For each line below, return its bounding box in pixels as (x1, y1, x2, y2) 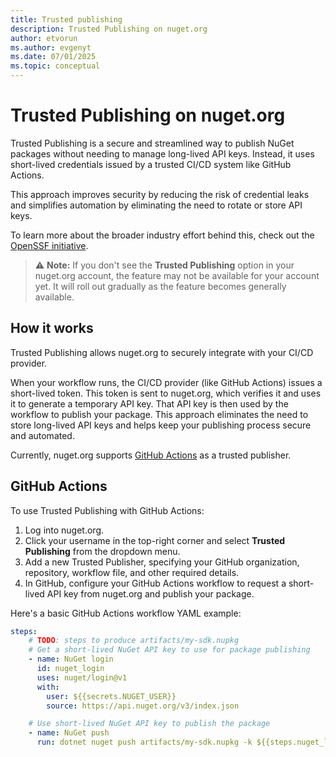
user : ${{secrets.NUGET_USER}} (46, 691, 177, 701)
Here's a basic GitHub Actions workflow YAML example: (10, 607, 242, 619)
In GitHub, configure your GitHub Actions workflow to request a (24, 577, 287, 589)
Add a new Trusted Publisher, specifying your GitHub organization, (24, 556, 300, 568)
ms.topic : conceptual (10, 61, 101, 71)
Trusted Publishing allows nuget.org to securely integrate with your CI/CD (10, 346, 314, 358)
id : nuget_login (36, 664, 105, 674)
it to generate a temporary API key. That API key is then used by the (10, 397, 289, 410)
